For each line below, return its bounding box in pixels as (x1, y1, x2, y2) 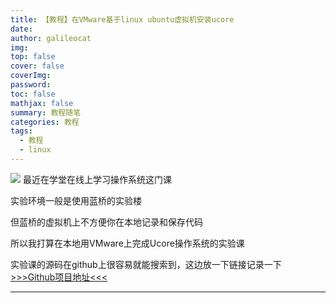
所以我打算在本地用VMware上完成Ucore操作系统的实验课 (10, 237, 245, 249)
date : (10, 24, 33, 34)
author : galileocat (10, 33, 92, 43)
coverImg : (10, 71, 52, 81)
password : (10, 80, 52, 90)
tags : (10, 126, 33, 136)
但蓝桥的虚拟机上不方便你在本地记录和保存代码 (10, 216, 203, 228)
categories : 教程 (10, 117, 80, 127)
